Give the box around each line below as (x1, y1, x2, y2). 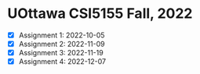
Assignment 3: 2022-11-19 (18, 48, 104, 58)
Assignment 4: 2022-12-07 (18, 57, 107, 66)
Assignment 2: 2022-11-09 (18, 40, 105, 48)
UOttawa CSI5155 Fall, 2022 (7, 5, 193, 23)
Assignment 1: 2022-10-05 (18, 30, 105, 40)
